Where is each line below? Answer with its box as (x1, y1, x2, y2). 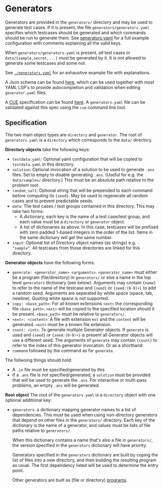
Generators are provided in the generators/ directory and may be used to (5, 19, 153, 25)
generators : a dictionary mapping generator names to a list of (12, 406, 136, 412)
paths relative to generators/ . (12, 427, 72, 433)
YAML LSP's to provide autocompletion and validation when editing (5, 84, 140, 90)
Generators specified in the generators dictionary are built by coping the (12, 452, 158, 457)
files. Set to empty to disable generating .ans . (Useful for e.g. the (12, 172, 143, 178)
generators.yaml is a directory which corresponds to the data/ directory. (5, 137, 153, 143)
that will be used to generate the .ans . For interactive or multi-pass (12, 377, 147, 383)
